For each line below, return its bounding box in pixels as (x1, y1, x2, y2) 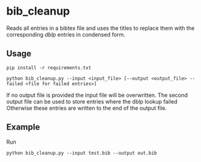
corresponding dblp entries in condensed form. (6, 30, 126, 38)
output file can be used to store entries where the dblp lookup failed (6, 97, 178, 105)
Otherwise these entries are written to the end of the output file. (6, 104, 167, 111)
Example (6, 122, 40, 132)
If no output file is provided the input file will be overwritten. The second (6, 91, 188, 99)
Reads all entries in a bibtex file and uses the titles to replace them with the (6, 24, 195, 32)
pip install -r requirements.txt (6, 65, 92, 71)
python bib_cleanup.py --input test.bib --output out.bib (6, 150, 157, 156)
